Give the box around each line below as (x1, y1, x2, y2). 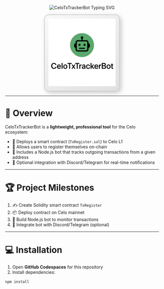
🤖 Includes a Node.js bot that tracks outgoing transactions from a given (12, 149, 156, 155)
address (12, 154, 29, 160)
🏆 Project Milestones (5, 182, 94, 193)
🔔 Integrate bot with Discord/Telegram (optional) (12, 221, 110, 228)
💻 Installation (5, 244, 62, 256)
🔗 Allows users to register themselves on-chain (12, 144, 107, 150)
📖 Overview (5, 108, 53, 119)
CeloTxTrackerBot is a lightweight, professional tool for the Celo (5, 124, 136, 130)
